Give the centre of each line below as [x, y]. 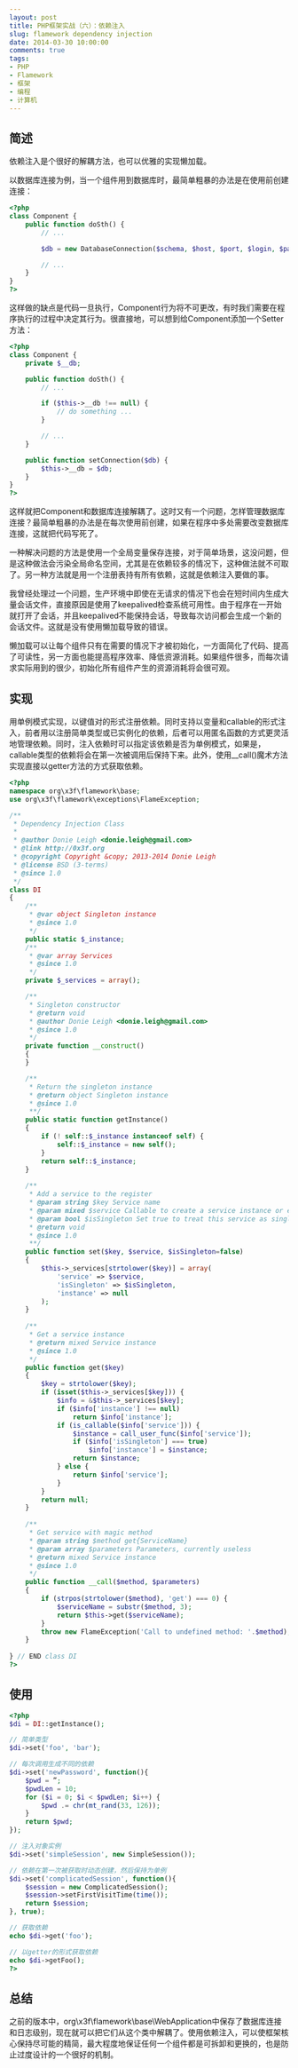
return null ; [65, 1500]
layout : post [33, 17]
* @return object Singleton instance [98, 1095]
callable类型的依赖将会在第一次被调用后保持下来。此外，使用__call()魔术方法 [149, 755]
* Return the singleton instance [90, 1087]
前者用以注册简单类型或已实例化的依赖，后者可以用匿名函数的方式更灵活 [157, 733]
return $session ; [57, 1904]
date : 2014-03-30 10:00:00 [59, 42]
